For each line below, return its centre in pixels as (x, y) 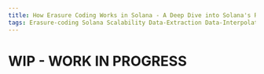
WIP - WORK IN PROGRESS (97, 61)
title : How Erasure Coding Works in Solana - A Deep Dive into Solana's (130, 15)
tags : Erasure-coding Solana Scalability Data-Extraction (105, 23)
